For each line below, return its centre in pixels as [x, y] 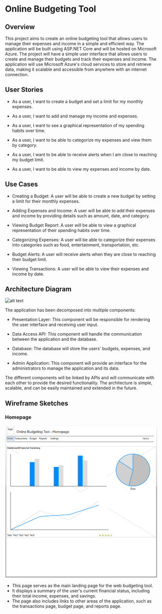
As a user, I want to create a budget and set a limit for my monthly [78, 101]
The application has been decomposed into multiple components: [70, 310]
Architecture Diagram [38, 289]
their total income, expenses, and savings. [54, 596]
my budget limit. [28, 160]
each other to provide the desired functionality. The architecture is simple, [79, 383]
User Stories [24, 90]
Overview [20, 27]
